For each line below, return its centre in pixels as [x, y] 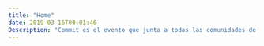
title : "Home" [32, 15]
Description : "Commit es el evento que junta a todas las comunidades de [132, 30]
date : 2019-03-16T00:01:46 [53, 23]
